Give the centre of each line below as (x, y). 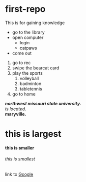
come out (22, 53)
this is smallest (20, 159)
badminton (30, 83)
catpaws (28, 48)
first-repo (25, 9)
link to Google (19, 174)
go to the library (29, 32)
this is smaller (20, 148)
